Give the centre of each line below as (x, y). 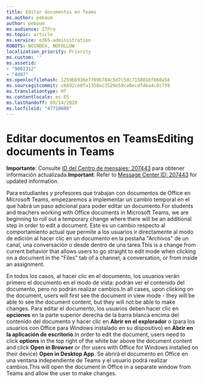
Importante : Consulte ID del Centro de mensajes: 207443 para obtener (95, 168)
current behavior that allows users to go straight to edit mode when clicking (101, 251)
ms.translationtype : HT (37, 91)
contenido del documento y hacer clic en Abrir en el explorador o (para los (101, 321)
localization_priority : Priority (49, 52)
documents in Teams (60, 152)
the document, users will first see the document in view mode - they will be (100, 296)
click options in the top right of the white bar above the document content (99, 341)
